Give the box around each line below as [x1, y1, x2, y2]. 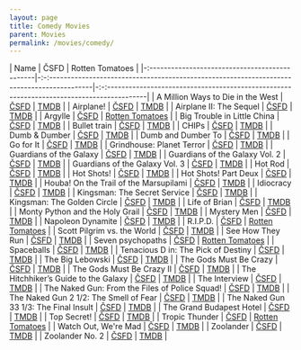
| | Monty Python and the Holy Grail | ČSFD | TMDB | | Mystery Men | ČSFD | [9, 206, 292, 217]
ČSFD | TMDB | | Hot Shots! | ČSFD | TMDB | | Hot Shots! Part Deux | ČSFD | [9, 168, 292, 179]
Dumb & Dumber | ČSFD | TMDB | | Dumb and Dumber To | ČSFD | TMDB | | [9, 130, 290, 140]
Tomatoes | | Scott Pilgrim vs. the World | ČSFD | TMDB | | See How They [9, 226, 280, 237]
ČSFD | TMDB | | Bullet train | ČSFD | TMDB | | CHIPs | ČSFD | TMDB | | [9, 121, 273, 131]
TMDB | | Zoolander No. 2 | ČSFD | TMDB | [9, 330, 168, 342]
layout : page [9, 13, 58, 22]
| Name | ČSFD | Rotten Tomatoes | [9, 63, 139, 74]
